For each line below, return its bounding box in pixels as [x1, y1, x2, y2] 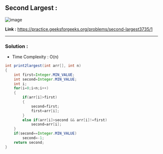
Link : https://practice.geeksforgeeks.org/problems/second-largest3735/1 [5, 26, 153, 32]
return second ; [14, 140, 45, 145]
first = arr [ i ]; [31, 108, 60, 113]
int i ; [14, 81, 27, 86]
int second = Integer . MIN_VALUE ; [14, 77, 77, 82]
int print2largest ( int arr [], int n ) [5, 63, 81, 68]
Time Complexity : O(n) [12, 54, 59, 60]
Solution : [5, 43, 28, 50]
